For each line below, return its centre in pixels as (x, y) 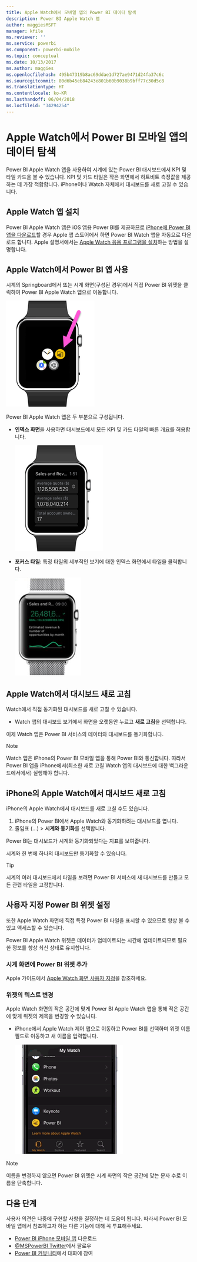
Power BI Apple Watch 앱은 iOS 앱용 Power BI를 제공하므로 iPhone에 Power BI (98, 227)
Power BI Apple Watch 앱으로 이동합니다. (70, 292)
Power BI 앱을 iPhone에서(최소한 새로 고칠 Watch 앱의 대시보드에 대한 (87, 766)
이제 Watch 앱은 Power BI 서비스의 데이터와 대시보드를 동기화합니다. (85, 734)
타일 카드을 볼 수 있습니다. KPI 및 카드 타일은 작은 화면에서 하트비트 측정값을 (93, 177)
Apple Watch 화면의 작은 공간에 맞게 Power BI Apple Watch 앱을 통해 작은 (92, 1009)
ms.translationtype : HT (35, 87)
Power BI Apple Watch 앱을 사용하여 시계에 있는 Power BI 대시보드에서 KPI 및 (96, 169)
